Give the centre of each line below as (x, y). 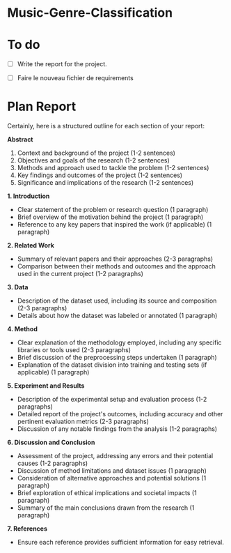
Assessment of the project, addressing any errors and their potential (115, 456)
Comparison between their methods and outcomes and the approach (116, 266)
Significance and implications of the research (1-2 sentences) (105, 183)
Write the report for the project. (62, 64)
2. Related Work (31, 245)
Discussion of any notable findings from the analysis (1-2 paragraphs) (117, 429)
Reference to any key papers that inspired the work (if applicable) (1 (114, 225)
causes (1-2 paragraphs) (53, 463)
